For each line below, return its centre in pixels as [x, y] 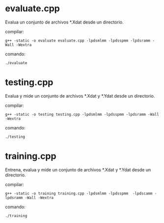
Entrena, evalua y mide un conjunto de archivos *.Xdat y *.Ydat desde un [78, 170]
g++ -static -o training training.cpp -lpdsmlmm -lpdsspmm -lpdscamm [79, 193]
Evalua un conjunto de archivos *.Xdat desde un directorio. [64, 22]
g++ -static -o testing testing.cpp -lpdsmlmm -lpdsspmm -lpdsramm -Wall [82, 114]
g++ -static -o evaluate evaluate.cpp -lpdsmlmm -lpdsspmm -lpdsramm [78, 40]
